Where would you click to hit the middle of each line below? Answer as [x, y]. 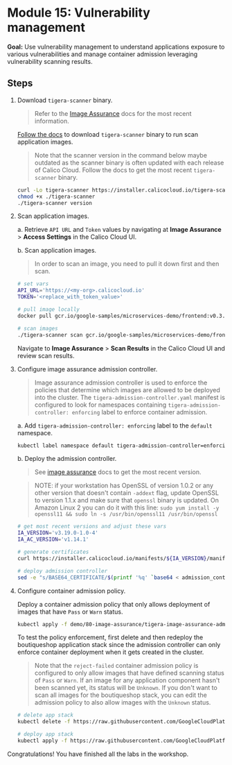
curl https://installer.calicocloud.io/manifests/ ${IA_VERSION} [112, 558]
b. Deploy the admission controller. [67, 459]
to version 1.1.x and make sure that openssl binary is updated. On [127, 501]
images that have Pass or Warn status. [70, 612]
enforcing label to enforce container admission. [140, 412]
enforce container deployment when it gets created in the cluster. [110, 652]
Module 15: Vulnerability [79, 13]
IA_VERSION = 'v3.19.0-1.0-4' [57, 533]
